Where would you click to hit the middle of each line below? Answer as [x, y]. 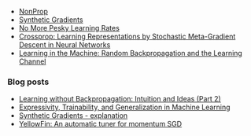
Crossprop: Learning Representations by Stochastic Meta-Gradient [127, 36]
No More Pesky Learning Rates [69, 28]
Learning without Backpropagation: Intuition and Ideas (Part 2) [120, 99]
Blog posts [28, 82]
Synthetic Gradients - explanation [73, 116]
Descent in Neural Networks [65, 45]
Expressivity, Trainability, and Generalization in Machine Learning [124, 107]
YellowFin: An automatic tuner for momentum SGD [100, 124]
